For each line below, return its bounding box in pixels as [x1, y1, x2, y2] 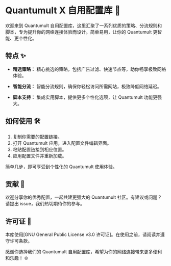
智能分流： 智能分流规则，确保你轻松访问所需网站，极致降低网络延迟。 [12, 83, 162, 89]
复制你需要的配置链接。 [12, 134, 62, 140]
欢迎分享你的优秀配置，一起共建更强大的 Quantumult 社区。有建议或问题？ [5, 194, 162, 200]
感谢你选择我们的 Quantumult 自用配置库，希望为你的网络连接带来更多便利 [5, 249, 162, 255]
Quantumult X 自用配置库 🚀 [5, 5, 121, 16]
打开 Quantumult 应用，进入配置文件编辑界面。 [12, 140, 112, 146]
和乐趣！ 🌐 [5, 255, 29, 261]
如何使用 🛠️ [5, 117, 41, 125]
